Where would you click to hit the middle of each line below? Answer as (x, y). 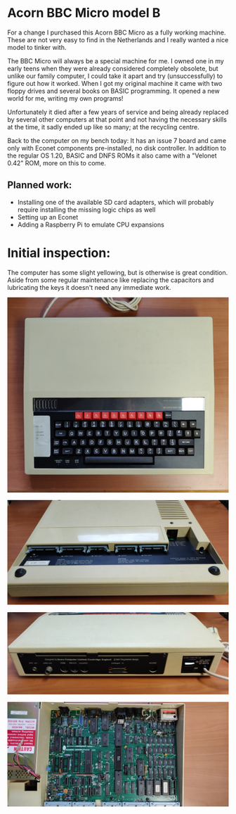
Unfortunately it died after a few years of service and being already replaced (118, 112)
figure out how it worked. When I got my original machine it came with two (115, 83)
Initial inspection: (59, 253)
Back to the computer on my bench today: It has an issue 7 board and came (117, 140)
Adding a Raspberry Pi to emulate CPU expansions (91, 224)
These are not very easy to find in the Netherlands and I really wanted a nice (118, 39)
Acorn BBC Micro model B (84, 13)
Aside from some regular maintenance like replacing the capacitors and (111, 280)
